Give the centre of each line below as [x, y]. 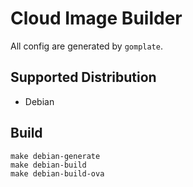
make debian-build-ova [57, 173]
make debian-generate [55, 156]
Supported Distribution [83, 77]
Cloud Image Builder [96, 18]
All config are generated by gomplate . [86, 46]
